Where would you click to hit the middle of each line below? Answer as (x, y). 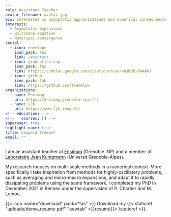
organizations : (21, 90)
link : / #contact (32, 57)
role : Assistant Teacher (32, 10)
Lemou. (13, 194)
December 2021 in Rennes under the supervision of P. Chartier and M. (79, 189)
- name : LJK (23, 104)
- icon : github (26, 76)
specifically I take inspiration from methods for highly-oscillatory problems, (84, 172)
